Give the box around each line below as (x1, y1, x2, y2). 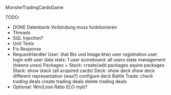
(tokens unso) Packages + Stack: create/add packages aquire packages (12, 62, 165, 68)
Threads (12, 30, 31, 35)
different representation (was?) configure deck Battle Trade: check (12, 73, 153, 79)
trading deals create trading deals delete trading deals (12, 79, 127, 84)
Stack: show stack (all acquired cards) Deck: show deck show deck (12, 67, 155, 74)
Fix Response (12, 46, 42, 52)
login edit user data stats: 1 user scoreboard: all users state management (12, 57, 166, 63)
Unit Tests (12, 40, 34, 46)
